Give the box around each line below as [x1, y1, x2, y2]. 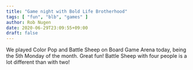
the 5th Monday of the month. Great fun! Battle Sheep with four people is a [6, 52, 187, 60]
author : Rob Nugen [6, 19, 51, 25]
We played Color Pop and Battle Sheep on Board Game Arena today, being [6, 46, 187, 53]
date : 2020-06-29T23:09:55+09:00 [6, 24, 88, 31]
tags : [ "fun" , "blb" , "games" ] [6, 14, 88, 20]
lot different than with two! [6, 59, 70, 66]
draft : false [6, 30, 38, 36]
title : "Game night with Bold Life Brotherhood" [6, 8, 128, 15]
